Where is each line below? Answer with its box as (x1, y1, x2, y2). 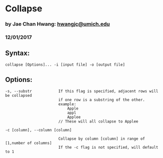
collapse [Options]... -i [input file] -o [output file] (5, 62, 125, 67)
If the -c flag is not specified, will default (58, 145, 159, 150)
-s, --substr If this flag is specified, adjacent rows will (5, 88, 159, 94)
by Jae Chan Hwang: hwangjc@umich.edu (5, 21, 110, 28)
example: (58, 102, 77, 107)
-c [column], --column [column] (5, 127, 72, 132)
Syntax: (5, 49, 30, 57)
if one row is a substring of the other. (58, 97, 145, 102)
